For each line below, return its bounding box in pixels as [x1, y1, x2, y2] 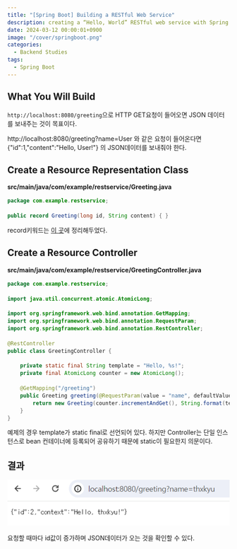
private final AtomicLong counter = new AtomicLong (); [20, 370, 185, 377]
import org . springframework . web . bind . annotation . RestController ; [7, 325, 203, 333]
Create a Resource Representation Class [7, 163, 189, 176]
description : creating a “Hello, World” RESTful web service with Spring [7, 18, 229, 26]
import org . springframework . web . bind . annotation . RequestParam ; [7, 318, 197, 325]
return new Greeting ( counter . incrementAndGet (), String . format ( [32, 400, 226, 407]
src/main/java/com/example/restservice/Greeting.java [7, 183, 172, 191]
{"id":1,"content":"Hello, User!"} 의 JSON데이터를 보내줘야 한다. [7, 143, 187, 151]
